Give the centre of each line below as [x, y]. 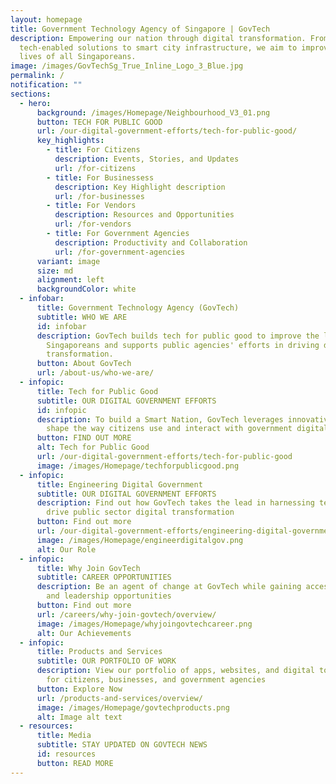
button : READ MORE [75, 763]
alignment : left [70, 280]
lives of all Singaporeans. [78, 57]
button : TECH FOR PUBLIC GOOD [99, 122]
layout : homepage [46, 19]
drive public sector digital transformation [140, 512]
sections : [31, 94]
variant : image [68, 261]
